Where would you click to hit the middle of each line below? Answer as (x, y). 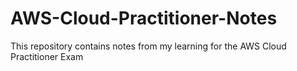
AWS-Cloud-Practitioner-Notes (144, 18)
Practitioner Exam (47, 56)
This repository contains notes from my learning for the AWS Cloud (148, 46)
